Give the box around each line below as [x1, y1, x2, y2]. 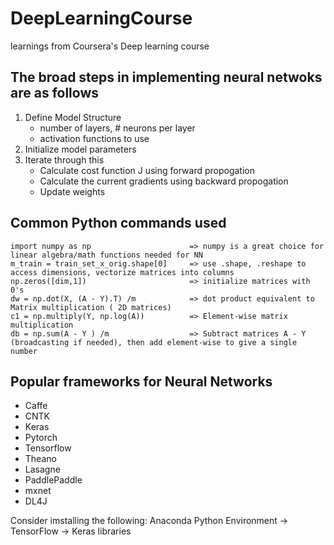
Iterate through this [24, 153, 105, 166]
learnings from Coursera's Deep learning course [10, 40, 210, 52]
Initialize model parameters [24, 143, 137, 155]
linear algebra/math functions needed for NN [10, 250, 203, 260]
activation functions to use [39, 132, 150, 144]
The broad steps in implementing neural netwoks [10, 69, 323, 86]
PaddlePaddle [24, 474, 83, 486]
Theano [24, 453, 57, 465]
